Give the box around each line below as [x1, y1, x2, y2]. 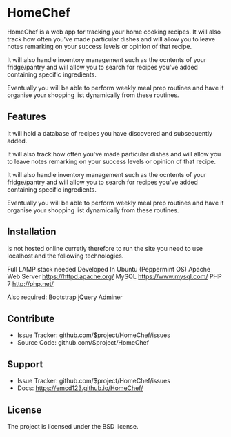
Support [7, 358, 43, 370]
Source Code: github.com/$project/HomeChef [17, 338, 150, 347]
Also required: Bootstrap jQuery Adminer [7, 293, 123, 301]
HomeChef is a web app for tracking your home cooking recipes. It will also [7, 28, 221, 36]
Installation [7, 226, 57, 238]
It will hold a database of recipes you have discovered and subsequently [7, 129, 212, 137]
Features [7, 111, 46, 123]
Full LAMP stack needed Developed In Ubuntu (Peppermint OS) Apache [7, 265, 211, 273]
